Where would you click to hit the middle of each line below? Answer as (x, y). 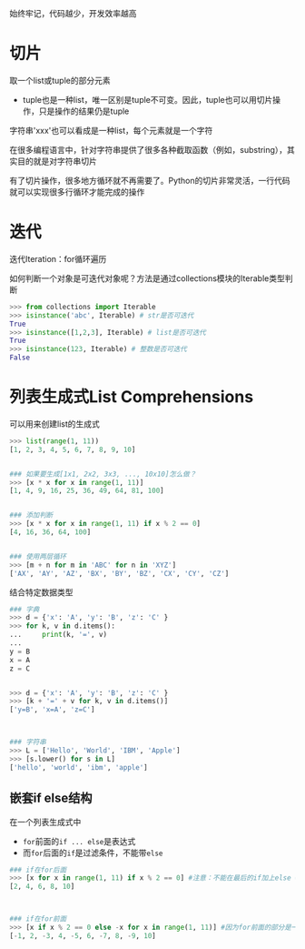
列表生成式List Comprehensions (132, 397)
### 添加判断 (31, 515)
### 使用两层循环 (38, 556)
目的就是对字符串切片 (57, 161)
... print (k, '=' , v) (58, 635)
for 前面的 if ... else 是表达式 (79, 841)
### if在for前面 (38, 919)
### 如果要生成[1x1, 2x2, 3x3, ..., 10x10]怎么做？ (103, 474)
